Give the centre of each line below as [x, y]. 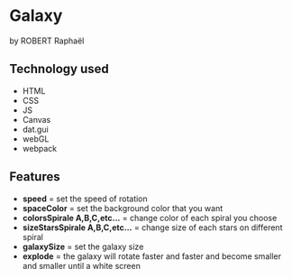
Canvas [36, 119]
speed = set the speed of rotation [85, 199]
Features [35, 177]
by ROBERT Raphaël [47, 41]
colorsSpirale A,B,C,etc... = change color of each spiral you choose [150, 218]
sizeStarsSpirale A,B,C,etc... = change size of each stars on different [152, 227]
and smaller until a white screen [82, 265]
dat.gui [36, 129]
